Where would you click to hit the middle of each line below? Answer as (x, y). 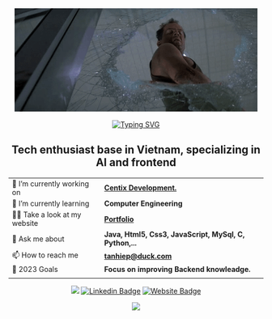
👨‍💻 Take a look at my (47, 215)
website (25, 223)
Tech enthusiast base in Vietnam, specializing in (136, 150)
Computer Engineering (143, 203)
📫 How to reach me (45, 255)
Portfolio (119, 219)
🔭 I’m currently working (51, 183)
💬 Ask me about (38, 239)
